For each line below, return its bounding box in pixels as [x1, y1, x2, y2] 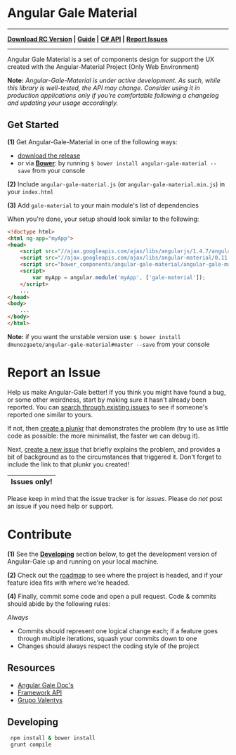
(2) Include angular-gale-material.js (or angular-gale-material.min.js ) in [7, 179, 225, 188]
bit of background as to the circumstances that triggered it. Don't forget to [7, 452, 222, 461]
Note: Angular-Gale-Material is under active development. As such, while [7, 76, 221, 84]
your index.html [7, 187, 54, 196]
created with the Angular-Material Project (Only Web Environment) [7, 62, 199, 71]
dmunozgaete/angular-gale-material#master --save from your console [7, 340, 210, 348]
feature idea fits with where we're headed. [7, 578, 130, 587]
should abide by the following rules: [7, 599, 111, 608]
